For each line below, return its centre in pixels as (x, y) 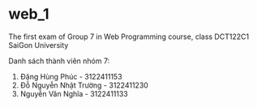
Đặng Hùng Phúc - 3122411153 (71, 76)
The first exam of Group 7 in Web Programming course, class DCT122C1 (129, 36)
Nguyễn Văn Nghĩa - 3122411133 (74, 93)
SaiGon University (39, 45)
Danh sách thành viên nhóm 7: (59, 61)
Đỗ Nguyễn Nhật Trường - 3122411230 (84, 85)
